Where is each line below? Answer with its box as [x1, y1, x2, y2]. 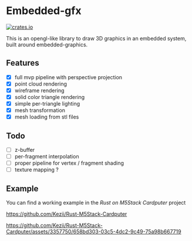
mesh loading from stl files [14, 113, 79, 121]
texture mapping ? [14, 166, 59, 174]
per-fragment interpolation [14, 153, 79, 160]
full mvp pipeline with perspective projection [14, 73, 122, 80]
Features [6, 58, 39, 68]
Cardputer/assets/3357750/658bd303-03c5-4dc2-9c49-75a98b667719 [6, 228, 181, 235]
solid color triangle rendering [14, 93, 85, 100]
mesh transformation [14, 107, 66, 114]
